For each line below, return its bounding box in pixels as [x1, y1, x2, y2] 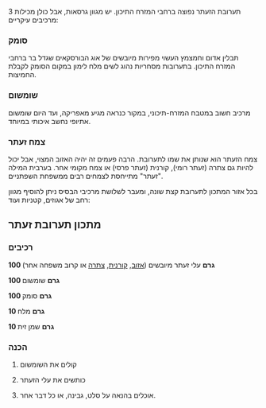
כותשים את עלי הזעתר [19, 375, 86, 384]
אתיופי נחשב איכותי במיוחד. [8, 116, 91, 126]
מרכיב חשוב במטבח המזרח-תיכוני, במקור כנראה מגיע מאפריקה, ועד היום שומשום [8, 107, 251, 118]
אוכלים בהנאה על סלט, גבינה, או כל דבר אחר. [19, 390, 156, 400]
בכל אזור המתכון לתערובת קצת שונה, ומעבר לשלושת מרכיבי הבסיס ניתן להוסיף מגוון [8, 186, 258, 196]
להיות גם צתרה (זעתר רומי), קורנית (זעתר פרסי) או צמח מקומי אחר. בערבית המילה [8, 162, 254, 172]
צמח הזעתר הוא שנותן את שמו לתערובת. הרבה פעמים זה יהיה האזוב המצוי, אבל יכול [8, 154, 258, 164]
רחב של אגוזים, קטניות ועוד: [8, 195, 91, 204]
